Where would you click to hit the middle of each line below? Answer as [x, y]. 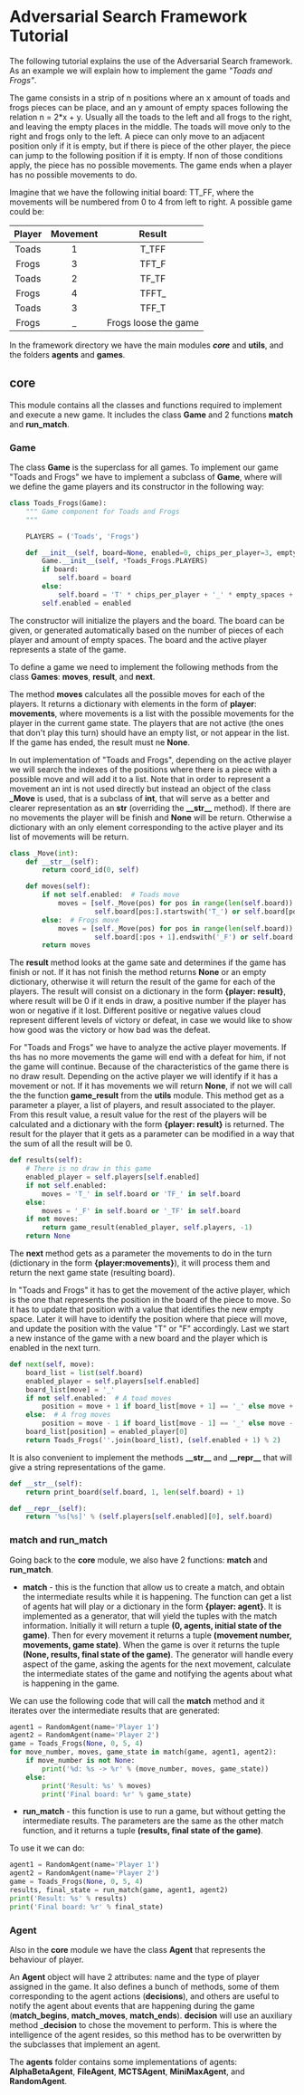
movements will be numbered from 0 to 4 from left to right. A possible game [151, 202]
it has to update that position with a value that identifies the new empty [142, 1309]
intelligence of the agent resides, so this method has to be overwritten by [146, 2035]
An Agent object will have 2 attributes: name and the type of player [134, 1977]
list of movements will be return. [69, 837]
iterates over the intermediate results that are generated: [114, 1710]
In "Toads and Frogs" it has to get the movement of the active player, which [150, 1290]
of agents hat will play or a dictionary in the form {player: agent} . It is [152, 1606]
